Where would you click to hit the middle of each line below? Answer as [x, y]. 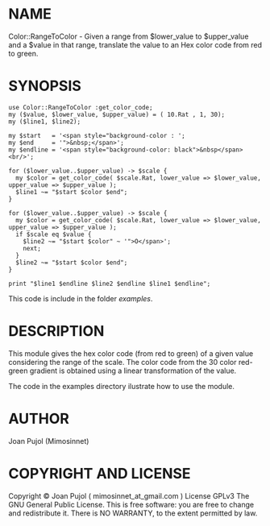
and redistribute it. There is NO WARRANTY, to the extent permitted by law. [133, 513]
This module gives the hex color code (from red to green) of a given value [131, 353]
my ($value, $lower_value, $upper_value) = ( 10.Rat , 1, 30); [117, 114]
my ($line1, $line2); [45, 122]
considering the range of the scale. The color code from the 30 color [123, 362]
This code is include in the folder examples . [81, 298]
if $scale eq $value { [54, 234]
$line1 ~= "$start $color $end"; [72, 192]
